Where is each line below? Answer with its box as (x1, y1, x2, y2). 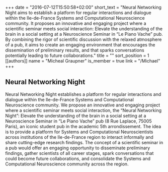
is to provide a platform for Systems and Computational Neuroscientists (5, 129, 153, 135)
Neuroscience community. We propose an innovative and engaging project (5, 102, 160, 108)
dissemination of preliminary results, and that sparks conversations (5, 47, 144, 53)
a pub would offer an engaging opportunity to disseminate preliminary (5, 145, 150, 151)
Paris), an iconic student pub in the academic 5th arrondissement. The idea (5, 123, 161, 129)
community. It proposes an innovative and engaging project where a (5, 20, 146, 26)
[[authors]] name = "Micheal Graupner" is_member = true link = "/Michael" (5, 58, 160, 64)
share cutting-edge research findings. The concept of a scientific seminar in (5, 139, 163, 145)
